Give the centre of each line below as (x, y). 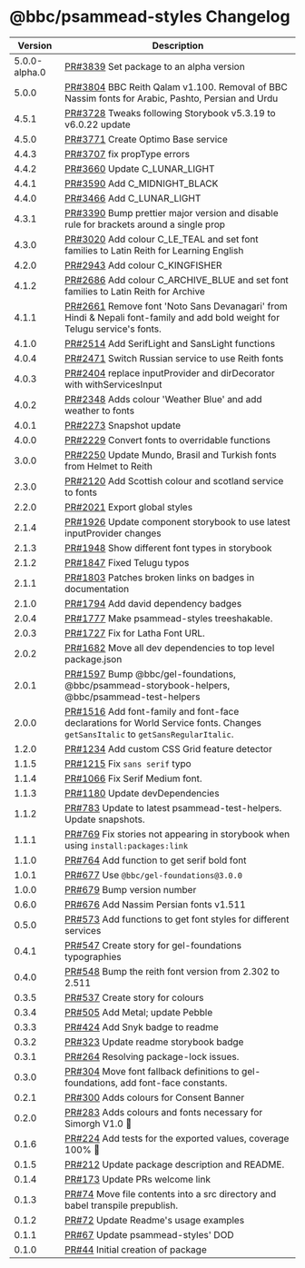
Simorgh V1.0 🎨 (98, 1124)
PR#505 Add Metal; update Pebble (139, 1012)
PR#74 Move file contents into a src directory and (171, 1194)
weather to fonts (99, 411)
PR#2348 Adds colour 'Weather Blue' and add (163, 399)
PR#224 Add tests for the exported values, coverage (177, 1138)
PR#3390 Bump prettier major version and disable (172, 213)
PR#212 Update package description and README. (175, 1164)
